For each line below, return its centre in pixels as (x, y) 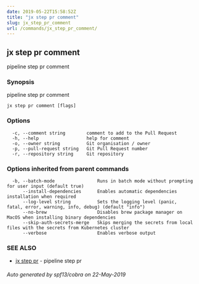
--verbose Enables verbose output (89, 233)
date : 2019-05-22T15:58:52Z (42, 12)
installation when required (42, 197)
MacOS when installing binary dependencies (61, 217)
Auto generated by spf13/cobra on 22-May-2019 (66, 274)
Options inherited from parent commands (68, 169)
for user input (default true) (45, 186)
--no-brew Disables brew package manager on (102, 212)
